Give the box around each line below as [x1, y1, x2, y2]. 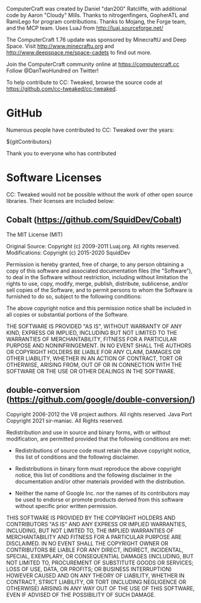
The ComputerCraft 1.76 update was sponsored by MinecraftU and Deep [6, 36, 187, 43]
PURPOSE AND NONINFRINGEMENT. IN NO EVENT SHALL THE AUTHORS [6, 341, 192, 349]
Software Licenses [6, 171, 102, 185]
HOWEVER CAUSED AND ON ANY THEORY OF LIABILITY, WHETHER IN [6, 572, 185, 579]
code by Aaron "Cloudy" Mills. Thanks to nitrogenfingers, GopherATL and [6, 11, 189, 19]
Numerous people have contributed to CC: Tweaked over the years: [6, 126, 174, 134]
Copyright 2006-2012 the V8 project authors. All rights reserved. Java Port [6, 410, 192, 418]
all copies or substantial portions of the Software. [6, 311, 129, 318]
